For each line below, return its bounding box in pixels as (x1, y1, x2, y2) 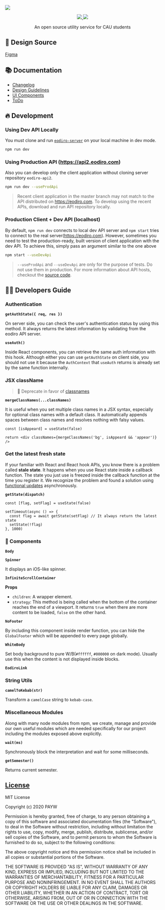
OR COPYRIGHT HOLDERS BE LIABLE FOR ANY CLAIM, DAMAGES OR (5, 884, 147, 890)
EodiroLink (5, 666, 27, 671)
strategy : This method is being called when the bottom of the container (12, 599, 157, 605)
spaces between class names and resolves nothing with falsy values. (5, 417, 145, 423)
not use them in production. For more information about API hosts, (17, 266, 151, 272)
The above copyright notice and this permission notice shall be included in (5, 849, 156, 854)
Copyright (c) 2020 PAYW (5, 803, 57, 810)
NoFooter (5, 619, 23, 624)
